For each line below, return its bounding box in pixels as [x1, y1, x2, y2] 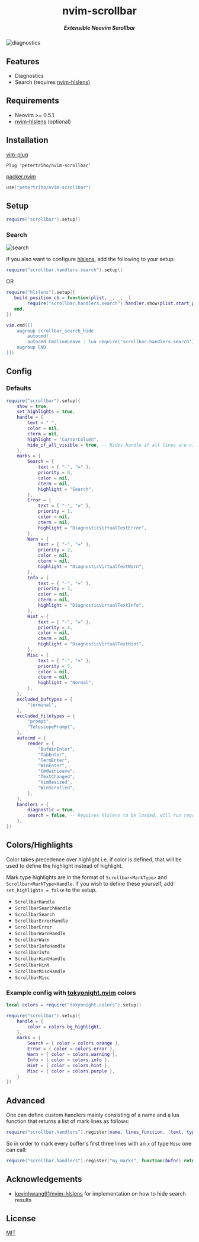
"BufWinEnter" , [37, 746, 76, 752]
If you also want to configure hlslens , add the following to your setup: [6, 256, 175, 263]
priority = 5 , [37, 663, 73, 669]
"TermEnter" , [37, 757, 70, 763]
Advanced [6, 1096, 46, 1106]
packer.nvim [6, 172, 37, 180]
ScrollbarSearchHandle [14, 905, 71, 911]
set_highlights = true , [17, 409, 76, 415]
